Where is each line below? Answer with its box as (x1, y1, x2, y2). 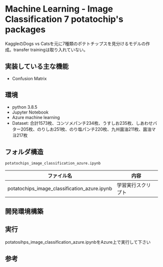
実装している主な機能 (5, 62, 69, 71)
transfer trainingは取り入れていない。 (13, 47, 88, 52)
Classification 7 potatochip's (5, 14, 124, 25)
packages (5, 24, 46, 35)
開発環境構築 (5, 207, 44, 216)
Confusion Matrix (12, 75, 47, 81)
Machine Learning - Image (5, 3, 113, 15)
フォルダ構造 (5, 148, 44, 156)
